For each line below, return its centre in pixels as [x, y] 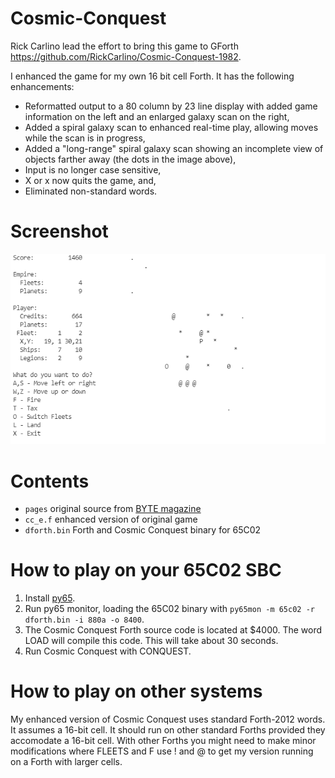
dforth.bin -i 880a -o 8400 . [84, 619]
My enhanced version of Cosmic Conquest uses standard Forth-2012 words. [168, 719]
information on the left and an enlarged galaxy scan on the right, [157, 116]
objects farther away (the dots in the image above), [130, 159]
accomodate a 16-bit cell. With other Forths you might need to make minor [163, 741]
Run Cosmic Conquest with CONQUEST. [108, 651]
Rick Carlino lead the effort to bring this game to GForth [124, 46]
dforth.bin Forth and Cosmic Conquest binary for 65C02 [143, 530]
